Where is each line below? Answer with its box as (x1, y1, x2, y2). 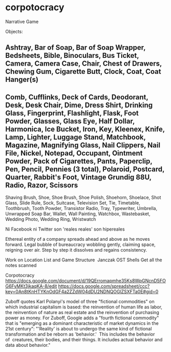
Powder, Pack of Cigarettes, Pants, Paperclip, (5, 157, 153, 165)
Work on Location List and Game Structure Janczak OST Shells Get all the (5, 257, 162, 263)
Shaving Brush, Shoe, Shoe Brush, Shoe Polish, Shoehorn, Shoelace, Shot (5, 194, 161, 201)
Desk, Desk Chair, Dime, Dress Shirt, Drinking (5, 100, 153, 109)
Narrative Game (5, 18, 39, 25)
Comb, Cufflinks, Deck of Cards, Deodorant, (5, 93, 148, 101)
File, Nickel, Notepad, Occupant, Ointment (5, 149, 143, 157)
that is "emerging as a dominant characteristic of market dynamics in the (5, 320, 159, 326)
